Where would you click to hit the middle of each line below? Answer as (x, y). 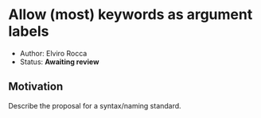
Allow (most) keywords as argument (130, 15)
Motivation (36, 87)
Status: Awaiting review (59, 62)
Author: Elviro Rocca (53, 53)
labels (29, 31)
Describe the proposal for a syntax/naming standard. (95, 105)
